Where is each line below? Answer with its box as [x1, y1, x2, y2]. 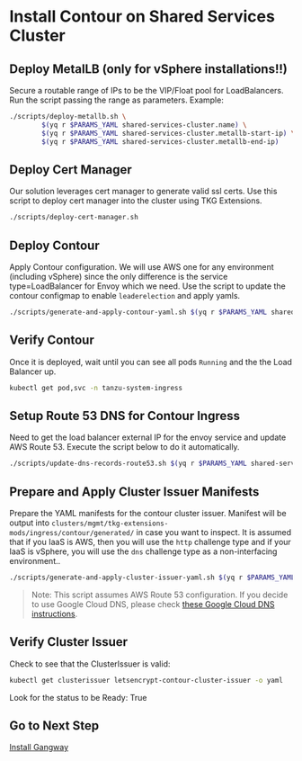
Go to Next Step [9, 718, 100, 734]
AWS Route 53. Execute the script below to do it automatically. [9, 442, 240, 452]
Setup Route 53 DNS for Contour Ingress [9, 407, 241, 424]
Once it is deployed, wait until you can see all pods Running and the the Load [9, 356, 292, 367]
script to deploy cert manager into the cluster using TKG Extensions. [9, 195, 262, 206]
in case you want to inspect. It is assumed [136, 527, 292, 538]
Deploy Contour [9, 237, 101, 253]
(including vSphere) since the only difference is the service [9, 272, 228, 282]
